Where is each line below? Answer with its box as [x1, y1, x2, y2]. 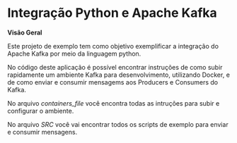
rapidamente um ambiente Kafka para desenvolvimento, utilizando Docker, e [7, 70, 230, 79]
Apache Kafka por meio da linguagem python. [7, 49, 141, 58]
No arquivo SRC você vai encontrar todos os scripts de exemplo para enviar [7, 120, 229, 128]
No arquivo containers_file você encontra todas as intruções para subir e [7, 99, 220, 107]
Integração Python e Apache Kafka [7, 5, 217, 21]
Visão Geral [7, 28, 42, 37]
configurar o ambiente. [7, 106, 74, 115]
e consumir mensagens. [7, 128, 78, 136]
